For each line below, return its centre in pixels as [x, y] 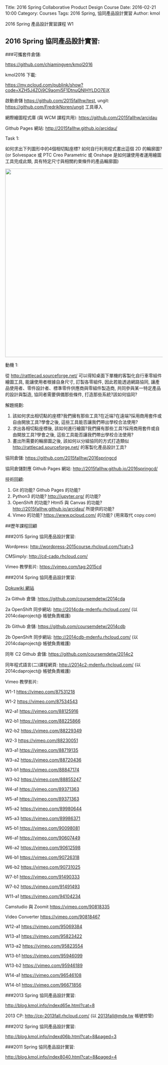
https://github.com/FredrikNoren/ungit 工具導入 [54, 107]
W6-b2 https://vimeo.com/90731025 [43, 867]
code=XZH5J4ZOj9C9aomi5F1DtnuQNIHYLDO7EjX [57, 90]
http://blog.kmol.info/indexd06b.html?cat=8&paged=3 [61, 1036]
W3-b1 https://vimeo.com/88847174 [42, 769]
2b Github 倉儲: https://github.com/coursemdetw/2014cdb [65, 626]
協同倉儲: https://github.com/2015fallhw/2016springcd [61, 458]
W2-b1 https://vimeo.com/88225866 [43, 721]
